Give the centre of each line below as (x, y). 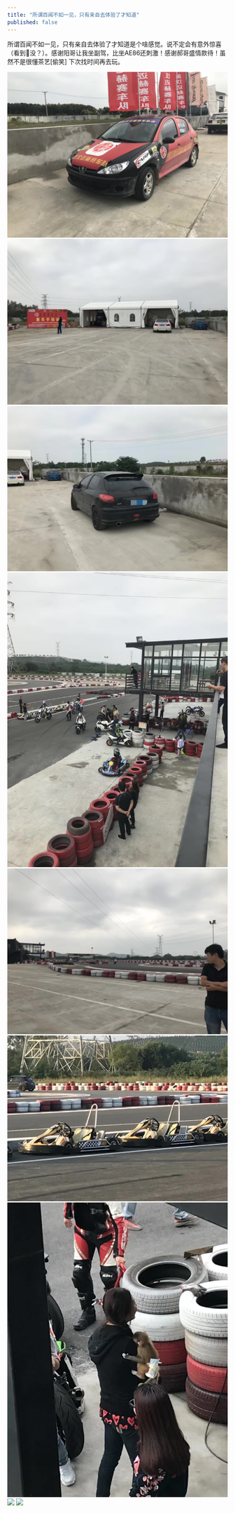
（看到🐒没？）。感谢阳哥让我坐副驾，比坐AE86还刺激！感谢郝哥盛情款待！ (114, 53)
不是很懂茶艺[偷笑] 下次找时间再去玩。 (69, 61)
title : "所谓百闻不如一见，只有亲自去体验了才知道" (73, 15)
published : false (33, 22)
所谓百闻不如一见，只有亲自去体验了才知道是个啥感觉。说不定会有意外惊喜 (114, 44)
